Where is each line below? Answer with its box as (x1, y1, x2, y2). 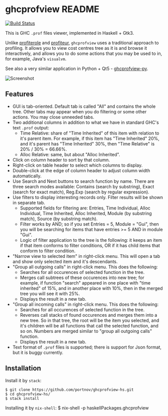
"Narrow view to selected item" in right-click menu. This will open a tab (12, 253, 160, 259)
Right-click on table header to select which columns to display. (12, 162, 143, 168)
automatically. (12, 173, 42, 179)
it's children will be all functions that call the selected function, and (20, 322, 158, 328)
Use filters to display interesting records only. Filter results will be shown (12, 194, 163, 200)
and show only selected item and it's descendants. (12, 258, 118, 264)
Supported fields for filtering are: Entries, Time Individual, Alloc (20, 205, 151, 211)
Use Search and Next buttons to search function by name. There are (12, 178, 154, 184)
